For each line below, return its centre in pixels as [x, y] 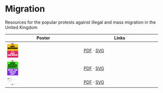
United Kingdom [21, 27]
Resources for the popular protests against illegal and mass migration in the [81, 22]
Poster [43, 38]
